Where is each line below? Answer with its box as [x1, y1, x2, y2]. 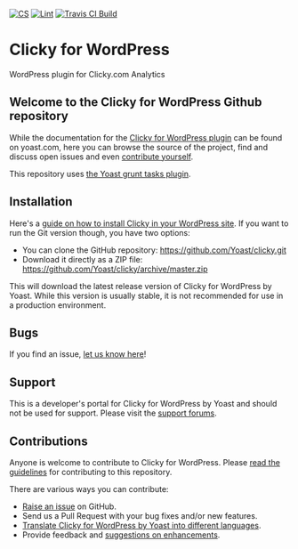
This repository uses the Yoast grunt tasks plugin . [9, 168, 191, 179]
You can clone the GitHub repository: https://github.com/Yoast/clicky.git [21, 245, 286, 255]
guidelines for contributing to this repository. [9, 467, 173, 477]
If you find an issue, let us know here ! [9, 349, 147, 359]
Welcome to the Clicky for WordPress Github [9, 94, 262, 110]
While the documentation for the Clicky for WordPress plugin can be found [9, 132, 283, 142]
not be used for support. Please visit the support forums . [9, 408, 217, 418]
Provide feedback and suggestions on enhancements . [21, 529, 221, 540]
